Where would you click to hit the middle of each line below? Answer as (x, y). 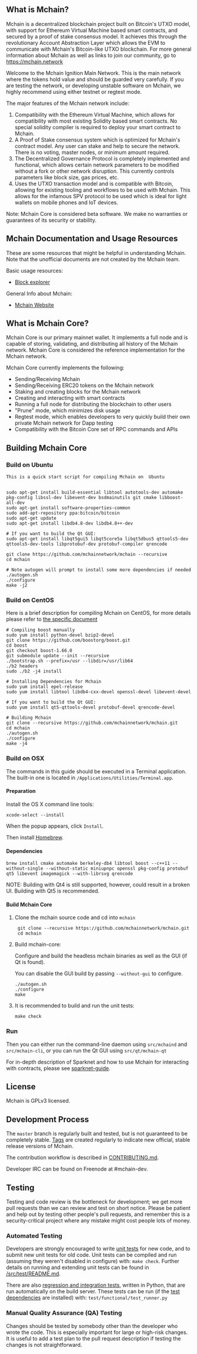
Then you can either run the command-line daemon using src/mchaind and (97, 1044)
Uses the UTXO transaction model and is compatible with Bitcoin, (94, 183)
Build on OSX (25, 759)
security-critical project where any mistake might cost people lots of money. (98, 1221)
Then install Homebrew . (35, 837)
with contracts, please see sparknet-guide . (58, 1068)
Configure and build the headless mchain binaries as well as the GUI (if (101, 956)
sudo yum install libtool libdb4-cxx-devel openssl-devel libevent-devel (99, 692)
